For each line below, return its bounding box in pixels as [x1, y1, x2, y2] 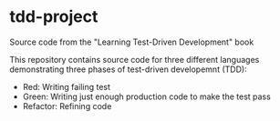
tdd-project [9, 6, 99, 27]
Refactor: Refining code [22, 100, 112, 111]
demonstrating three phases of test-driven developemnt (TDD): [9, 64, 248, 75]
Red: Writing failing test [22, 81, 111, 92]
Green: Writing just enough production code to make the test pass [22, 91, 271, 102]
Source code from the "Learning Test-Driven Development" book [9, 36, 254, 47]
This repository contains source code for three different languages [9, 54, 260, 65]
